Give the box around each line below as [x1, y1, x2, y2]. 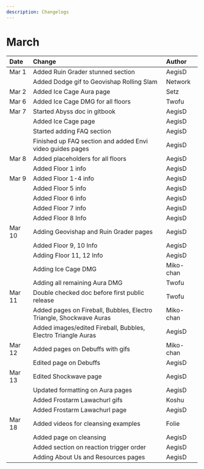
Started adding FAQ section [33, 127, 111, 135]
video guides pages [33, 144, 89, 153]
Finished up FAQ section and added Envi [33, 136, 148, 145]
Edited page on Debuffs [33, 358, 101, 367]
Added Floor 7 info [33, 203, 87, 212]
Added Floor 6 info [33, 194, 87, 202]
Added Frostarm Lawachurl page [33, 406, 127, 414]
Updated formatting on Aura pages [33, 386, 132, 394]
